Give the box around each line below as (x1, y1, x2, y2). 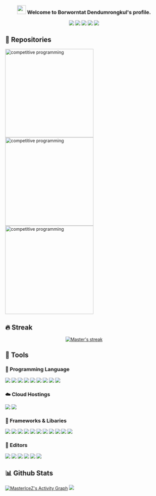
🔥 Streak (5, 323, 32, 332)
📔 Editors (5, 442, 27, 449)
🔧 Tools (5, 351, 29, 360)
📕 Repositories (5, 35, 51, 44)
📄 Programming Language (5, 366, 70, 373)
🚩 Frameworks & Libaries (5, 417, 67, 424)
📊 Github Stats (5, 469, 53, 477)
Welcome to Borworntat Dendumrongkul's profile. (26, 9, 151, 16)
